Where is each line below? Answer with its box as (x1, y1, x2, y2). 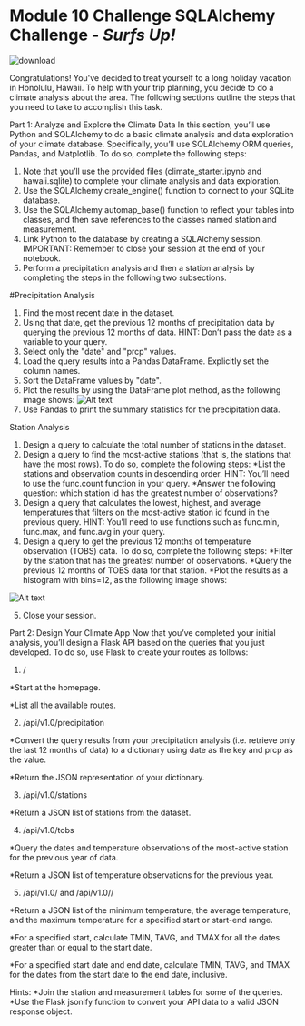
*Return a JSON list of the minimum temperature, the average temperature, (9, 904, 291, 915)
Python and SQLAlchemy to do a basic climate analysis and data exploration (9, 128, 294, 139)
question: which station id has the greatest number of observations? (22, 488, 279, 498)
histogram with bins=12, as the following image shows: (22, 574, 228, 585)
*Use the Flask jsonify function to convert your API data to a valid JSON (9, 996, 279, 1007)
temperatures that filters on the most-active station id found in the (22, 507, 270, 518)
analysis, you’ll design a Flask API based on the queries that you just (9, 637, 265, 648)
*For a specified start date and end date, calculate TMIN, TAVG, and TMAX (9, 959, 290, 970)
